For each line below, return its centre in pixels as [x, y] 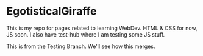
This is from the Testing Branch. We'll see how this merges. [81, 46]
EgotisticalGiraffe [52, 11]
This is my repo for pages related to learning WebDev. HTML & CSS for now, [102, 28]
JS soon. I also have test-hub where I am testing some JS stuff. [86, 34]
